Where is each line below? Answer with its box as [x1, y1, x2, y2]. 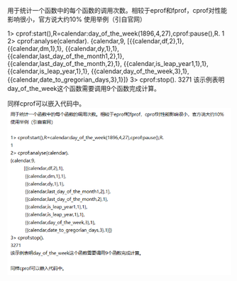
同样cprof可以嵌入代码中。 [7, 99, 86, 108]
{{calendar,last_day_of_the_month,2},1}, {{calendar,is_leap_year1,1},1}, [7, 60, 209, 67]
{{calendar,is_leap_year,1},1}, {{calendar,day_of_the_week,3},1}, [7, 67, 189, 75]
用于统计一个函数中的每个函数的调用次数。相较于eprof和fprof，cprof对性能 [7, 6, 227, 14]
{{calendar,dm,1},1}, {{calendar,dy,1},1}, [7, 45, 119, 53]
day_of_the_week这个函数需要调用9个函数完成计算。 [7, 84, 161, 92]
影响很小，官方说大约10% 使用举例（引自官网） [7, 15, 147, 23]
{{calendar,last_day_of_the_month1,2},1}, [7, 52, 125, 60]
